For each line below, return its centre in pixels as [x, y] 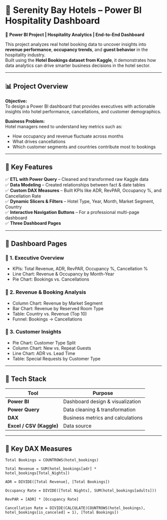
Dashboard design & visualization [102, 401]
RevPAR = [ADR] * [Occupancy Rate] [42, 500]
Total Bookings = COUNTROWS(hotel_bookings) [52, 460]
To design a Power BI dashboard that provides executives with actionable [80, 106]
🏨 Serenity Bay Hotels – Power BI [74, 10]
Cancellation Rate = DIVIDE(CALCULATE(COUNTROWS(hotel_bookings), [75, 508]
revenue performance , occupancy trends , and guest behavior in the [77, 49]
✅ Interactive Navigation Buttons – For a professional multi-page [72, 212]
